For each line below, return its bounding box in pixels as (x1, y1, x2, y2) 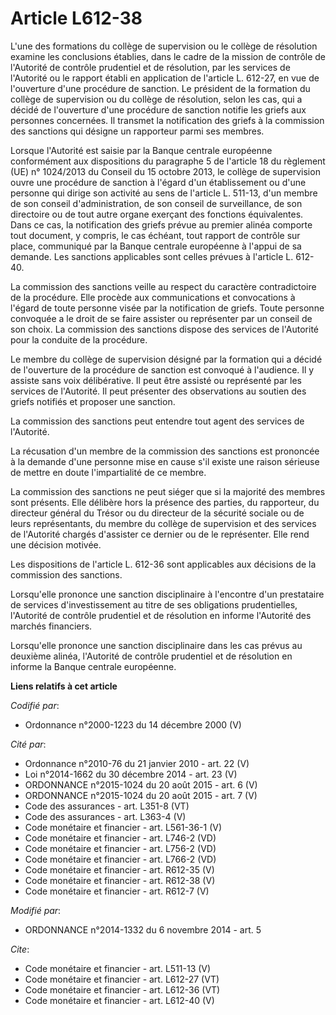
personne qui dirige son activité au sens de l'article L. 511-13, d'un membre (10, 187, 318, 199)
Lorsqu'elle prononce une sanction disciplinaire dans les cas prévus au (10, 639, 303, 651)
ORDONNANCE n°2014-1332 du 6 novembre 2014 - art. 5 (24, 923, 262, 936)
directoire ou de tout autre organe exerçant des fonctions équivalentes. (10, 208, 304, 220)
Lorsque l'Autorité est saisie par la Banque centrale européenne (10, 144, 273, 156)
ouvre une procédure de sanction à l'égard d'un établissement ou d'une (10, 176, 307, 188)
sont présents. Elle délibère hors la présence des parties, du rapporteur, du (10, 496, 320, 508)
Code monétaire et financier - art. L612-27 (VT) (24, 973, 220, 985)
